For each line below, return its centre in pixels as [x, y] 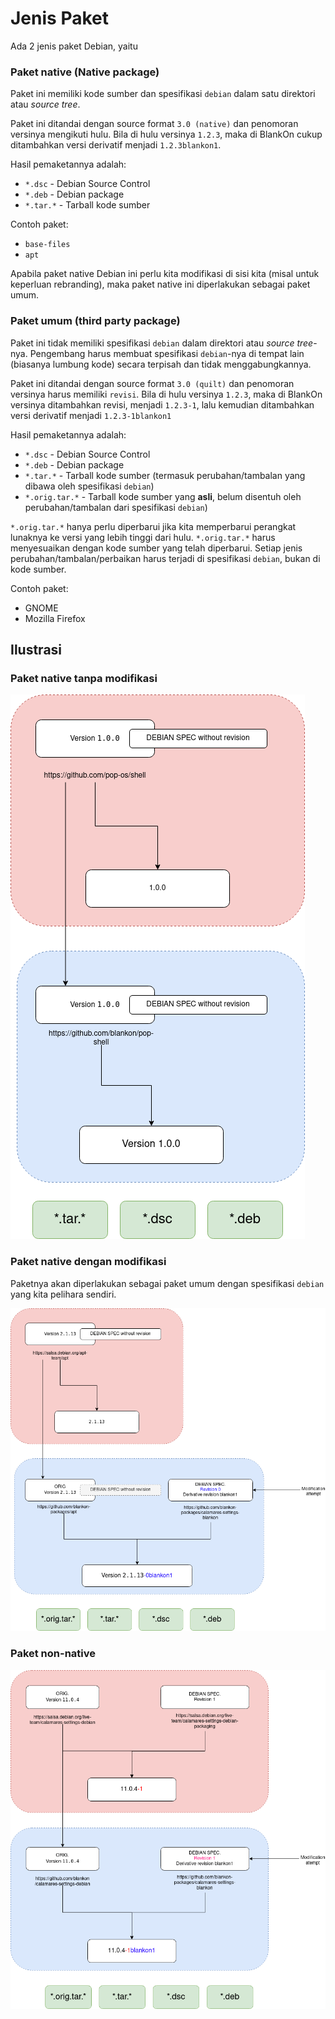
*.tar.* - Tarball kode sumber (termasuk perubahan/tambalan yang [165, 475]
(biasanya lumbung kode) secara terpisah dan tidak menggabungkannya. [161, 364]
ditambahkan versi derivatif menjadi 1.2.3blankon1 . [116, 145]
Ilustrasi [36, 649]
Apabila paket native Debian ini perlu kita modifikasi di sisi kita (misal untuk [165, 274]
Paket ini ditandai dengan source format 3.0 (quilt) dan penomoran [152, 383]
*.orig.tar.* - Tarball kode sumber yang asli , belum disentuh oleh [163, 496]
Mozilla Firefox [55, 618]
